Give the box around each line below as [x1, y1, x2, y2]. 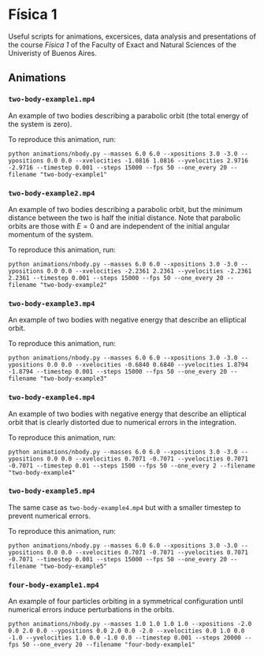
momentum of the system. [8, 229, 94, 239]
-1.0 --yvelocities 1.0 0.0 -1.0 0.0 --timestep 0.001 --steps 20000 [8, 634, 242, 642]
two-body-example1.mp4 [8, 95, 95, 104]
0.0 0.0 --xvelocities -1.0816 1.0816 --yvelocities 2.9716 [46, 156, 248, 165]
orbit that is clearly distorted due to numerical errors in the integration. [8, 417, 237, 427]
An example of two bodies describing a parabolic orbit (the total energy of [8, 110, 249, 120]
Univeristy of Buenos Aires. [8, 48, 97, 58]
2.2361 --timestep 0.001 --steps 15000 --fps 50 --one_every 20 [8, 274, 224, 281]
